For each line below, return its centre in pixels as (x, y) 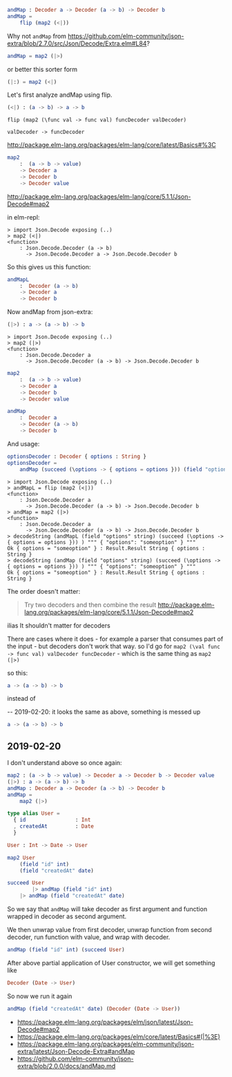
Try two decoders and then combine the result (90, 605)
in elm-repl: (23, 217)
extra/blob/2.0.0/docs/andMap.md (66, 1066)
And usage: (23, 444)
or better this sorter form (42, 69)
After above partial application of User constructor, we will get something (111, 962)
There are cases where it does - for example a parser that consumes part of (115, 639)
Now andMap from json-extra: (50, 312)
